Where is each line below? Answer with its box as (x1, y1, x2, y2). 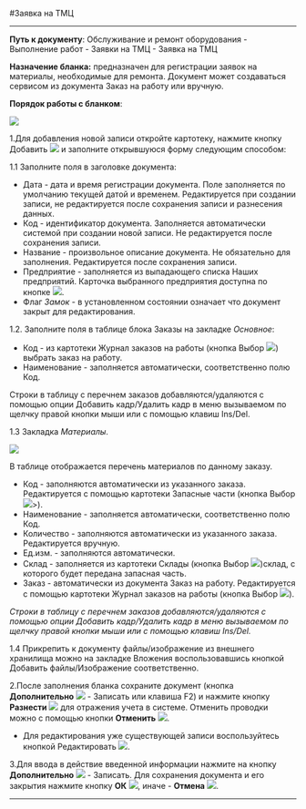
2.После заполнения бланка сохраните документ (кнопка (9, 681, 234, 691)
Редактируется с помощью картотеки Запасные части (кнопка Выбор (22, 488, 296, 499)
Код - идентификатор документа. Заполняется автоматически (22, 218, 266, 229)
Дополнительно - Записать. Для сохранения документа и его (9, 770, 265, 780)
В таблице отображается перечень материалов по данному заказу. (9, 461, 273, 472)
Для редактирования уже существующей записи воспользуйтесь (22, 731, 280, 741)
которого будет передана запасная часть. (22, 568, 187, 579)
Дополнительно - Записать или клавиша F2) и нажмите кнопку (9, 691, 270, 701)
